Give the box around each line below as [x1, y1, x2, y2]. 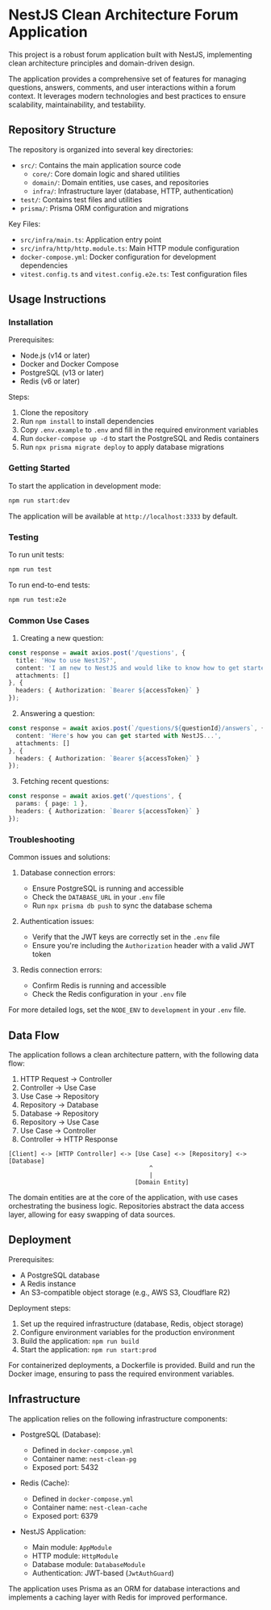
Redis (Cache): [19, 1478, 70, 1488]
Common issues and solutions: [8, 852, 110, 862]
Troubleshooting [8, 833, 75, 845]
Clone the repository [19, 408, 89, 417]
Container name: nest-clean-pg [31, 1454, 137, 1464]
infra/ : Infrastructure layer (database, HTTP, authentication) [31, 186, 234, 196]
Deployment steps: [8, 1303, 71, 1312]
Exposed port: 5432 [31, 1462, 99, 1472]
